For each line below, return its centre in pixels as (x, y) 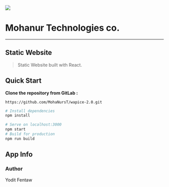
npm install (18, 115)
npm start (16, 130)
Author (14, 169)
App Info (19, 154)
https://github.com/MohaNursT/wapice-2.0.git (54, 102)
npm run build (20, 139)
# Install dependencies (30, 111)
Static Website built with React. (50, 65)
